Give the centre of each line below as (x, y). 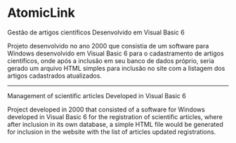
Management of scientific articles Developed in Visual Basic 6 (97, 95)
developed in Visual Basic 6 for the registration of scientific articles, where (115, 116)
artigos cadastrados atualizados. (54, 76)
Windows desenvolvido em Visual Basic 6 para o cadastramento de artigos (116, 53)
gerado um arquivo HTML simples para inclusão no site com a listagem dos (116, 68)
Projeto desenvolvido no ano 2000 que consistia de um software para (108, 46)
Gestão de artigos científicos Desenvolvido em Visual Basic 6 (96, 32)
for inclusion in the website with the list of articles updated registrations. (112, 132)
